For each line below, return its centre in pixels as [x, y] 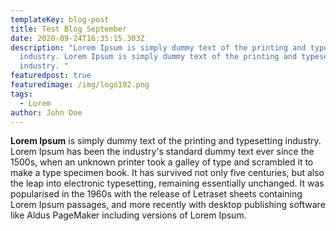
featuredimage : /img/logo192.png [80, 85]
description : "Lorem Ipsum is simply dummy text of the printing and [158, 47]
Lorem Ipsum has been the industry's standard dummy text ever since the [162, 152]
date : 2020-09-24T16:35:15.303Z [77, 38]
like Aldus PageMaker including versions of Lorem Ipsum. [128, 215]
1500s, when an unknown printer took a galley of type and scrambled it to [162, 162]
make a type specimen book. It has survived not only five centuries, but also [167, 173]
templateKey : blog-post [60, 19]
